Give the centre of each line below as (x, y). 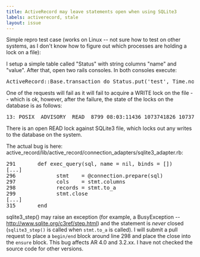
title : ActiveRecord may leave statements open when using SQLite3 (92, 12)
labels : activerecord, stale (42, 17)
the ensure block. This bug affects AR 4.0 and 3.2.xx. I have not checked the (99, 243)
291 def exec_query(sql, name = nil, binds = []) (89, 164)
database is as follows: (34, 106)
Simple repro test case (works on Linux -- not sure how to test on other (93, 40)
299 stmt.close (47, 194)
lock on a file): (24, 52)
